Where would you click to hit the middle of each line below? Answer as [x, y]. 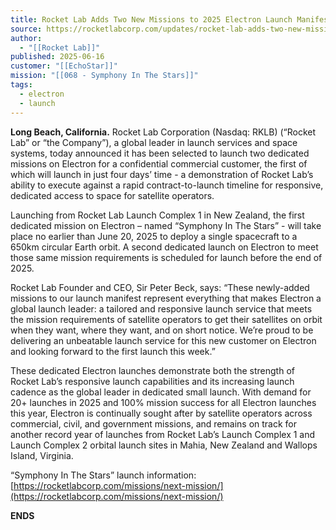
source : [26, 29]
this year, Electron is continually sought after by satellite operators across [161, 413]
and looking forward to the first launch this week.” [113, 351]
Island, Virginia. [42, 455]
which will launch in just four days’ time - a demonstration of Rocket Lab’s [162, 174]
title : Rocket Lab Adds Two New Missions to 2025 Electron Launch [151, 19]
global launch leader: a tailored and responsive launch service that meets [161, 308]
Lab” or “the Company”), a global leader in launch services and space [154, 142]
